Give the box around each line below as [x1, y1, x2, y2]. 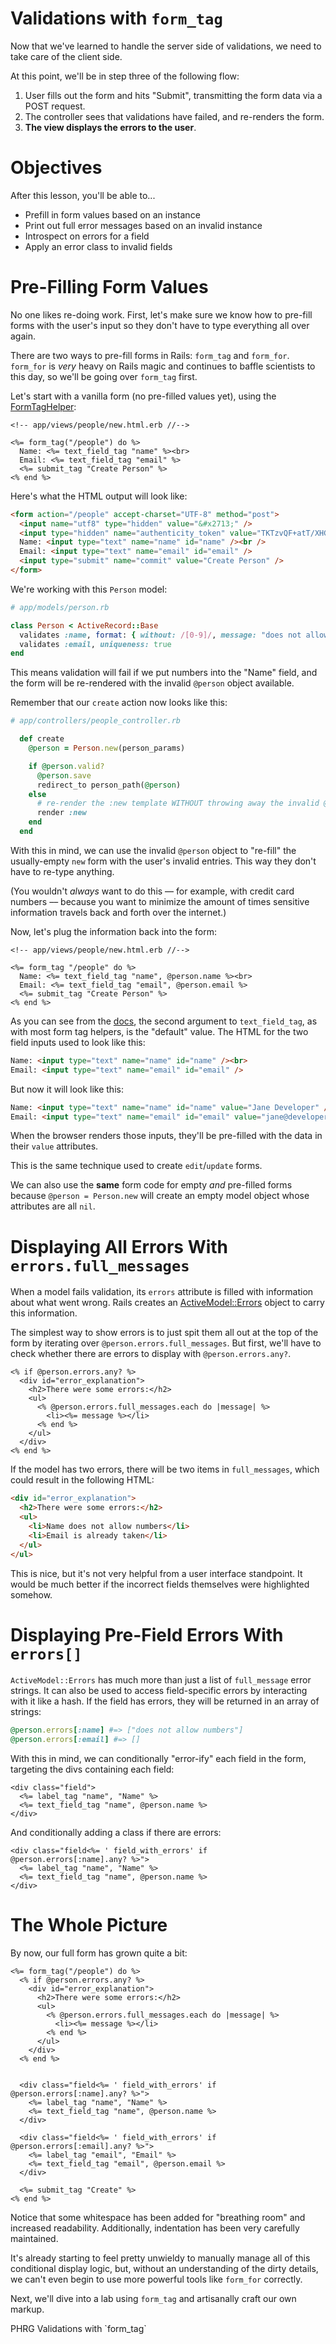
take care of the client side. [10, 50, 123, 62]
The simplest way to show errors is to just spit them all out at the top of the [10, 1327, 319, 1339]
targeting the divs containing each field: [10, 1763, 175, 1776]
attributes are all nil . [10, 1200, 96, 1212]
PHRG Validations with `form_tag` [10, 2323, 147, 2335]
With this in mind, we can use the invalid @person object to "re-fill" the [10, 844, 297, 856]
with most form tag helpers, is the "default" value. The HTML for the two [10, 1025, 309, 1037]
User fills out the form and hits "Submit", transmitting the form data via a [24, 89, 323, 101]
